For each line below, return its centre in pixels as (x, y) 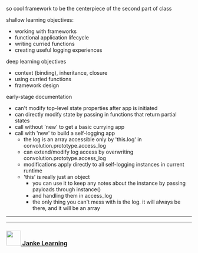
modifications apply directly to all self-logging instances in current (104, 164)
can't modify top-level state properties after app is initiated (86, 108)
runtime (33, 171)
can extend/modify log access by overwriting (78, 152)
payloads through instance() (67, 189)
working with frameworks (46, 31)
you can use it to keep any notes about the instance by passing (109, 183)
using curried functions (43, 79)
